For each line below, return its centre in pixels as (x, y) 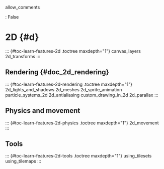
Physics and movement (43, 111)
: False (12, 17)
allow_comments (23, 7)
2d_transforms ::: (23, 56)
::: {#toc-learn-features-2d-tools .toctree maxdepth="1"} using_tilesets (78, 156)
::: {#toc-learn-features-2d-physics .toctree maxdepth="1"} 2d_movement (82, 123)
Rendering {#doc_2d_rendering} (57, 72)
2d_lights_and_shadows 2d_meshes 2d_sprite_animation (64, 89)
